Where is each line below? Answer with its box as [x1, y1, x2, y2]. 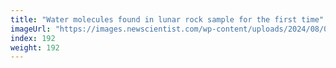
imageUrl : [10, 24, 52, 34]
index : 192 [10, 33, 56, 43]
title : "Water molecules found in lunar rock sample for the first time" [10, 14, 325, 25]
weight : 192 [10, 42, 60, 53]
